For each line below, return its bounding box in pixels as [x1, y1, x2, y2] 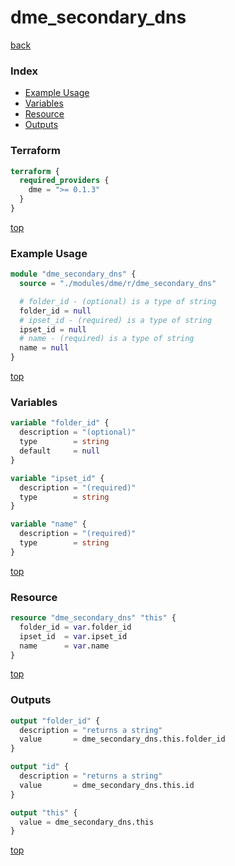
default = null [19, 446, 101, 456]
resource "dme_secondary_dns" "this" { [10, 613, 177, 623]
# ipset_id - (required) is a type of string [19, 315, 213, 325]
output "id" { [10, 762, 70, 772]
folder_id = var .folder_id [19, 622, 132, 632]
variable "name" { [10, 519, 87, 530]
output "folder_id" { [10, 716, 101, 726]
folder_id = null [19, 306, 92, 316]
